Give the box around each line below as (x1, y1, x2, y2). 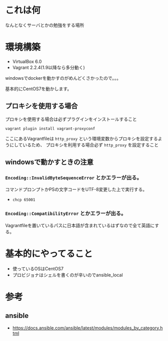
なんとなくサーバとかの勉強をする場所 (5, 22, 84, 28)
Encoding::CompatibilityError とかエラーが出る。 (5, 210, 126, 217)
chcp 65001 (12, 198, 36, 203)
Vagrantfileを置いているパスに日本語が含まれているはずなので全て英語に (5, 222, 155, 228)
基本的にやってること (5, 248, 93, 259)
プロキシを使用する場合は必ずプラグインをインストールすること (5, 116, 137, 122)
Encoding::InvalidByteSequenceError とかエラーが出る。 (5, 174, 142, 181)
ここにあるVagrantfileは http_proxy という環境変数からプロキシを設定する (5, 135, 158, 141)
